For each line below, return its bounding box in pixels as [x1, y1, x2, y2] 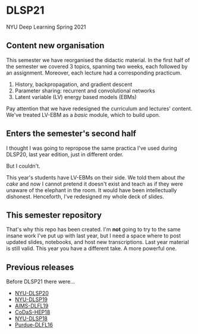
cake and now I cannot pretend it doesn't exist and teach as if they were [6, 180, 183, 187]
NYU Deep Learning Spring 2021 [6, 23, 86, 30]
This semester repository [6, 210, 102, 220]
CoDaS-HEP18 [14, 308, 51, 316]
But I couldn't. [6, 162, 40, 169]
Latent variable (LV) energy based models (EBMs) [14, 93, 137, 100]
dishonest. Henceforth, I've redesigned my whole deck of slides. [6, 193, 165, 200]
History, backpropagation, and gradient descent [14, 81, 133, 88]
